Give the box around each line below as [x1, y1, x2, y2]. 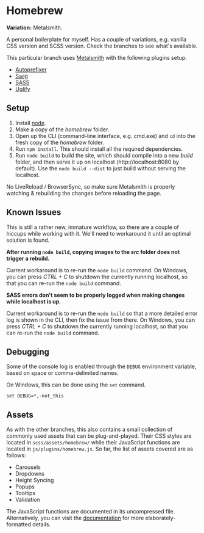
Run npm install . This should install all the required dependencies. [15, 145, 183, 153]
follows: [6, 452, 26, 459]
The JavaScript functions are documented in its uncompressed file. [6, 508, 175, 515]
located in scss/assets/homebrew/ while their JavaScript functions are [6, 439, 180, 446]
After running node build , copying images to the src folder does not [6, 248, 180, 255]
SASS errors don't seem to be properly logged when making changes [6, 291, 185, 299]
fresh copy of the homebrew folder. [15, 139, 105, 146]
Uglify [15, 85, 30, 92]
